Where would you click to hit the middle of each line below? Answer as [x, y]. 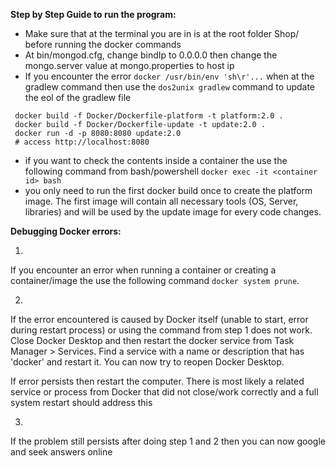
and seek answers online [61, 452]
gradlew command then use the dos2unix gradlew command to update [170, 87]
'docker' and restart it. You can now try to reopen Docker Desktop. [147, 362]
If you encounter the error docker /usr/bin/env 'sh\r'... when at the [169, 76]
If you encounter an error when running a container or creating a [143, 270]
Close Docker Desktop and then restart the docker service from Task [152, 340]
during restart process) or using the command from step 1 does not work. [161, 330]
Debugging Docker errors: [66, 231]
